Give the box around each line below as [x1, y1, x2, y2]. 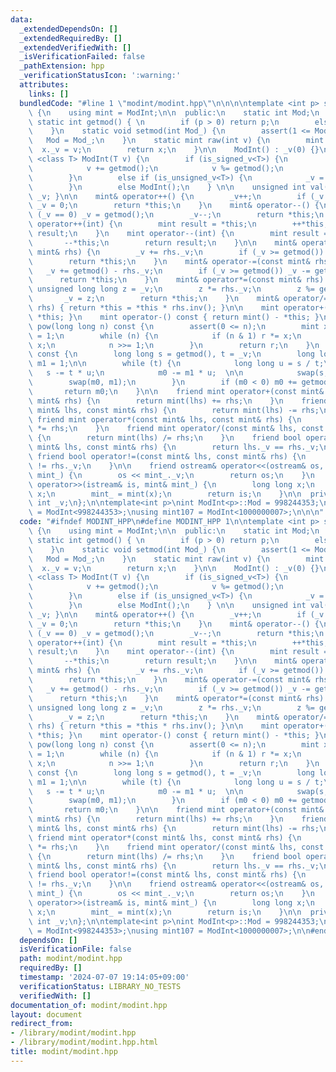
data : [10, 14, 33, 25]
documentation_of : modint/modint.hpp [10, 1000, 168, 1010]
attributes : [19, 80, 70, 90]
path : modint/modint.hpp [19, 954, 123, 964]
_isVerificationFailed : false [19, 52, 145, 62]
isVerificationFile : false [19, 944, 132, 955]
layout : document [10, 1009, 83, 1020]
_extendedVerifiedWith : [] [19, 42, 132, 53]
